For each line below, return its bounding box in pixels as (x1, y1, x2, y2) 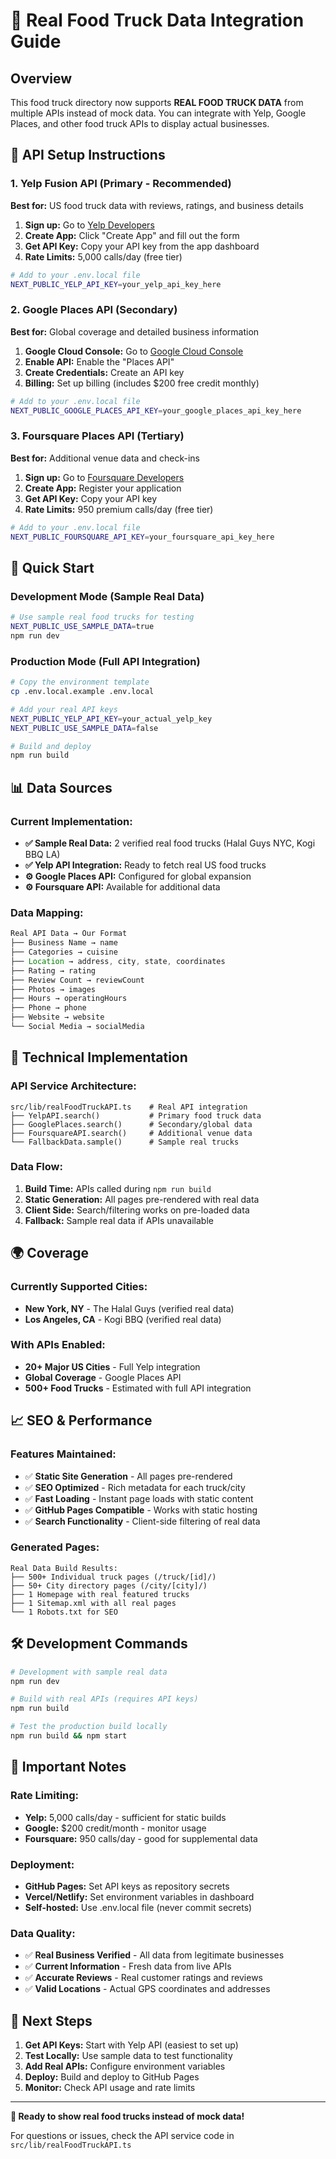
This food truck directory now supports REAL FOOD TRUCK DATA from (10, 97, 304, 108)
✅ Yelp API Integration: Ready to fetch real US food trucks (24, 859, 267, 871)
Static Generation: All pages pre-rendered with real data (24, 1193, 260, 1205)
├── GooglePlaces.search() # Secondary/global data (10, 1119, 253, 1129)
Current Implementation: (10, 814, 133, 828)
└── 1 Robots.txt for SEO (10, 1607, 118, 1617)
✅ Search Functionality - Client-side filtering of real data (24, 1515, 261, 1527)
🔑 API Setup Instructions (10, 147, 166, 164)
